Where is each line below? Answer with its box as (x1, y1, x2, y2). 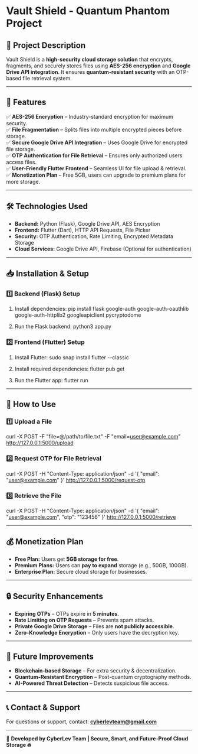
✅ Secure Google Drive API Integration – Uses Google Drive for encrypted (6, 139, 188, 146)
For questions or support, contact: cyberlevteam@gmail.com (6, 718, 157, 725)
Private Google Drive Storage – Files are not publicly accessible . (14, 622, 174, 630)
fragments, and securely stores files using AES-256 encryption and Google (6, 62, 191, 69)
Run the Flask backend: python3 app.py (14, 323, 112, 330)
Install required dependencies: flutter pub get (14, 365, 125, 372)
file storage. (6, 145, 35, 152)
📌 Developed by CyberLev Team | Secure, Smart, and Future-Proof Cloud (6, 735, 189, 742)
